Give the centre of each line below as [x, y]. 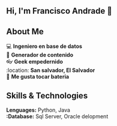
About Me [25, 31]
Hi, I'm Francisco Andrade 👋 [59, 11]
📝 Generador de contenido [40, 55]
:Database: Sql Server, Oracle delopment [57, 116]
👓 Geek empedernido [34, 62]
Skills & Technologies [47, 96]
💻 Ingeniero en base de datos [44, 46]
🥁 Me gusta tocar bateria [38, 77]
